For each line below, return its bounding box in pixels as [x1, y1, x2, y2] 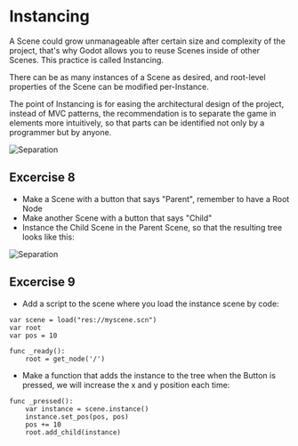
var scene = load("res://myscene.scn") [9, 315, 157, 324]
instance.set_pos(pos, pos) [25, 412, 129, 421]
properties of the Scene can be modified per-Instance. [9, 81, 209, 92]
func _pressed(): [9, 396, 74, 406]
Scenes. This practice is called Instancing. [9, 54, 165, 65]
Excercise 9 [9, 274, 76, 290]
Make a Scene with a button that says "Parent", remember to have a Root [21, 193, 290, 204]
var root [9, 323, 42, 332]
